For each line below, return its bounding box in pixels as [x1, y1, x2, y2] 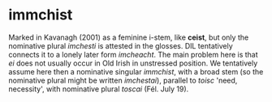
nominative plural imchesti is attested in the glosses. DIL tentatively [8, 40, 233, 50]
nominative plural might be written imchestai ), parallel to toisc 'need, [8, 75, 238, 85]
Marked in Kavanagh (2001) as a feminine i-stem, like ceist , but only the [8, 32, 249, 42]
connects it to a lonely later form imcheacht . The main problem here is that [8, 49, 258, 59]
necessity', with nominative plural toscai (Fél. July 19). [8, 83, 189, 94]
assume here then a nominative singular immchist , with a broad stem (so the [8, 66, 264, 76]
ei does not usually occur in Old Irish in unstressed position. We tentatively [8, 58, 258, 68]
